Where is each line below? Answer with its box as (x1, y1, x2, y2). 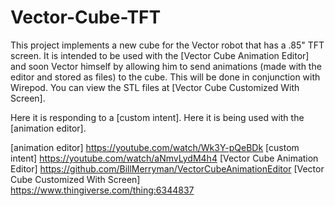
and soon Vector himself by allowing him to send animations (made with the (10, 60, 322, 72)
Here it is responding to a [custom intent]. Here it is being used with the (10, 111, 305, 123)
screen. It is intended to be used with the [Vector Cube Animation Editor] (10, 49, 310, 61)
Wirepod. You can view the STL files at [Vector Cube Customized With (10, 81, 300, 93)
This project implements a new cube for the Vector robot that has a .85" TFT (10, 39, 325, 51)
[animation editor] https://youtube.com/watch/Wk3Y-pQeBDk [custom (10, 141, 300, 153)
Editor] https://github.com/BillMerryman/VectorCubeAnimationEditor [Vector (10, 162, 325, 175)
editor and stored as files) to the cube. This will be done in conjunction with (10, 71, 321, 83)
